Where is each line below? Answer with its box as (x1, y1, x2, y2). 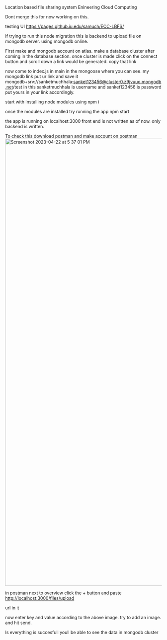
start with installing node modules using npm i (5, 99, 99, 105)
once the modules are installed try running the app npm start (5, 109, 130, 114)
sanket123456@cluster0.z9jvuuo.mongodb (73, 79, 162, 84)
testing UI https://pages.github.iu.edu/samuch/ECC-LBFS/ (5, 23, 124, 29)
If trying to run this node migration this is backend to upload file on (5, 33, 142, 39)
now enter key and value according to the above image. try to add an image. (5, 615, 162, 620)
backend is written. (5, 124, 45, 129)
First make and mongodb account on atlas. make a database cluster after (5, 48, 155, 54)
